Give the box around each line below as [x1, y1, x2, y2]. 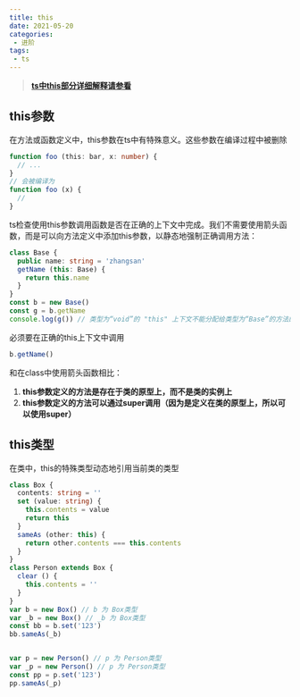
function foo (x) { [9, 185, 82, 195]
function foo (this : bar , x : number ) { [9, 152, 158, 161]
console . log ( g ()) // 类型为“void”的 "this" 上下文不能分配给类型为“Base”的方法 [9, 315, 289, 323]
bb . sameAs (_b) [9, 630, 62, 639]
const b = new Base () [9, 298, 90, 307]
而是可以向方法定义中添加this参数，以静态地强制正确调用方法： [24, 230, 257, 241]
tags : [9, 46, 29, 55]
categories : [9, 29, 54, 38]
